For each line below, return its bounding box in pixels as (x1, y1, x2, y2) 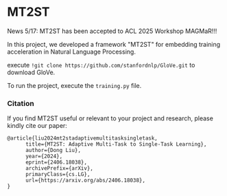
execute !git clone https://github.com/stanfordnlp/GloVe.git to (7, 61, 195, 69)
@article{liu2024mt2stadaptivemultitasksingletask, (7, 135, 158, 142)
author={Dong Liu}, (25, 147, 81, 154)
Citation (7, 98, 34, 108)
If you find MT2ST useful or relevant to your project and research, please (7, 114, 214, 122)
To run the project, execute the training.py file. (7, 81, 142, 89)
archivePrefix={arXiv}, (25, 165, 94, 172)
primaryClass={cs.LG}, (25, 171, 91, 178)
